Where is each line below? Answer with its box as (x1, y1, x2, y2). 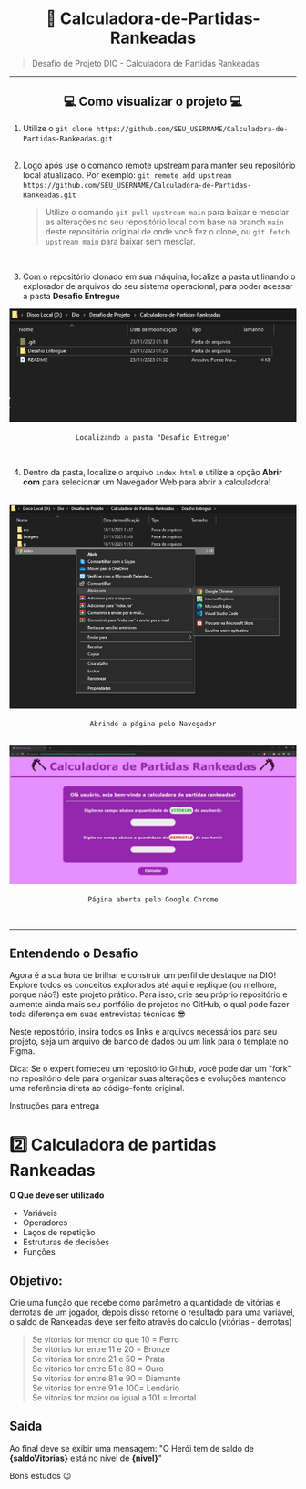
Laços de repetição (22, 1227, 96, 1238)
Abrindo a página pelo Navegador (89, 720, 217, 729)
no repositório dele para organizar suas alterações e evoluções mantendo (9, 1073, 287, 1084)
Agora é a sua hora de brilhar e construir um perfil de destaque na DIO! (9, 970, 277, 981)
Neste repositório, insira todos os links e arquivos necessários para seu (9, 1026, 278, 1037)
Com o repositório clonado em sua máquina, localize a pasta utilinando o (22, 271, 296, 282)
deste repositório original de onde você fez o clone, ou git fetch (45, 225, 290, 236)
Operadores (22, 1217, 68, 1228)
